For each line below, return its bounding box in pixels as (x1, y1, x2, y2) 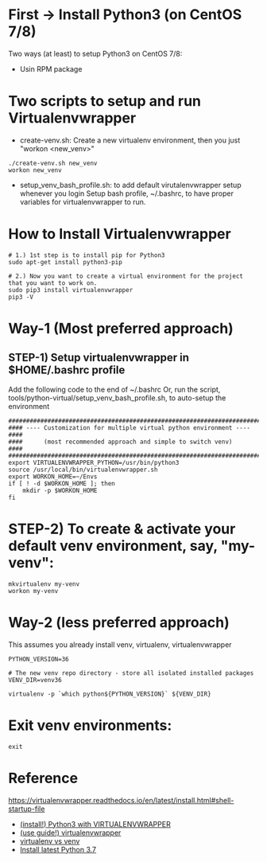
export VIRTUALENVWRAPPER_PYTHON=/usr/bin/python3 (8, 458, 180, 466)
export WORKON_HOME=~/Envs (8, 472, 98, 481)
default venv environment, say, (8, 537, 218, 555)
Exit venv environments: (8, 716, 172, 734)
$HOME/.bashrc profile (8, 364, 126, 377)
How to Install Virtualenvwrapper (8, 225, 232, 244)
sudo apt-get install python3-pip (8, 258, 123, 266)
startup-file (8, 804, 45, 813)
